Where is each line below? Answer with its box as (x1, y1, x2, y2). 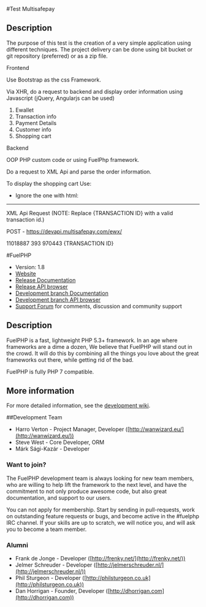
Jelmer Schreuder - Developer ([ (15, 561, 98, 569)
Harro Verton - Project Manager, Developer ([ (15, 426, 130, 433)
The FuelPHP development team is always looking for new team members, (6, 475, 194, 482)
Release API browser (15, 283, 69, 290)
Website (15, 270, 37, 277)
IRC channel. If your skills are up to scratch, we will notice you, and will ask (6, 519, 196, 526)
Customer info (15, 126, 51, 133)
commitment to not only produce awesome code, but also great (6, 487, 167, 495)
